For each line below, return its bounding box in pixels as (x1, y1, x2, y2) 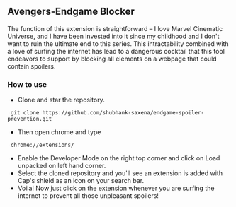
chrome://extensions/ (10, 141, 74, 149)
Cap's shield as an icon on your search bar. (17, 177, 145, 185)
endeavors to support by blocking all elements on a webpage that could (7, 54, 218, 63)
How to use (7, 79, 47, 89)
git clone (10, 110, 40, 117)
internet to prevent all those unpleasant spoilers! (17, 191, 159, 200)
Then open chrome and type (17, 128, 101, 136)
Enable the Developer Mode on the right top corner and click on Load (17, 154, 220, 162)
